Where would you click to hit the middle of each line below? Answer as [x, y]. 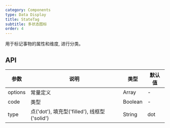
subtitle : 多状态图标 [26, 24]
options [17, 92]
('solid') [40, 118]
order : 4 [14, 29]
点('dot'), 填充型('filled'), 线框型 [68, 111]
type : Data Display [26, 15]
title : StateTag [22, 19]
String [130, 114]
